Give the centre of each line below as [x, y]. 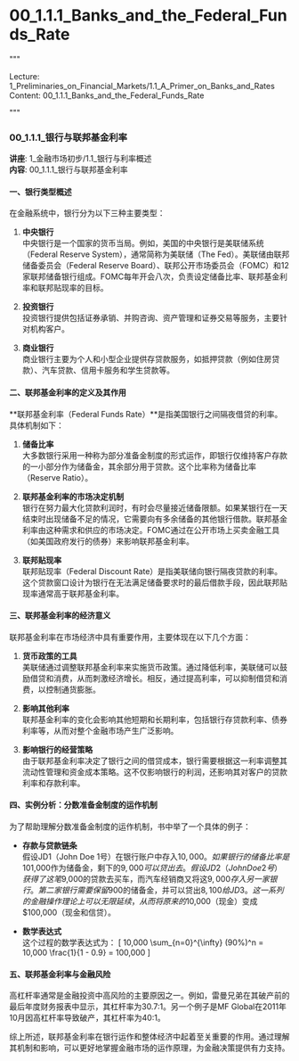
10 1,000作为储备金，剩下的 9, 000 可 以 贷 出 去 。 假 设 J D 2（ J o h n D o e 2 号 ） [152, 868]
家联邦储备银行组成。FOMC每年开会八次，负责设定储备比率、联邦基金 [151, 276]
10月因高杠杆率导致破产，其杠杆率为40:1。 [88, 1018]
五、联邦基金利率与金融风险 [60, 974]
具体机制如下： [36, 425]
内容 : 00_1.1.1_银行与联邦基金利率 [69, 169]
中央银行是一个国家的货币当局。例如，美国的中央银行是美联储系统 [143, 243]
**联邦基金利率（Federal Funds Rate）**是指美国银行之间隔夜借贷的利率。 [146, 414]
